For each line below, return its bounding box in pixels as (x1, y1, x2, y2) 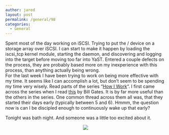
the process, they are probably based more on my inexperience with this (5, 62, 158, 68)
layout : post (5, 12, 33, 17)
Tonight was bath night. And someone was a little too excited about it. (5, 115, 152, 121)
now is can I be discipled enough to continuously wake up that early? (5, 105, 150, 111)
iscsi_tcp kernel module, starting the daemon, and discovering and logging (5, 51, 162, 57)
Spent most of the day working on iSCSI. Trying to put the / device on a (5, 40, 155, 46)
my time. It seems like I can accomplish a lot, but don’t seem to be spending (5, 78, 164, 84)
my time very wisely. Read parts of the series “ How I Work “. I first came (5, 83, 155, 89)
